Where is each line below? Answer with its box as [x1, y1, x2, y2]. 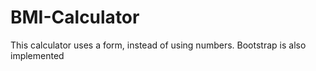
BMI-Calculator [10, 6, 140, 29]
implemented [10, 49, 65, 61]
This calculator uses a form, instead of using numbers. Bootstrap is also [10, 39, 307, 51]
